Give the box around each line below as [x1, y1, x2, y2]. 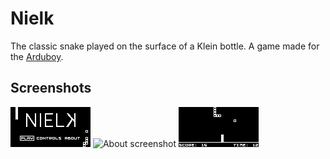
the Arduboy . [10, 50, 64, 62]
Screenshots [10, 80, 92, 97]
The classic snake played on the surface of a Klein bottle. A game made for [10, 40, 320, 52]
